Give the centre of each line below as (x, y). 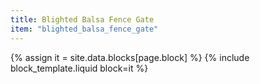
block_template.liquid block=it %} (79, 68)
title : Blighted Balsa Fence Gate (82, 19)
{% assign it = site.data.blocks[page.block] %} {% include (130, 57)
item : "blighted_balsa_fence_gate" (84, 29)
